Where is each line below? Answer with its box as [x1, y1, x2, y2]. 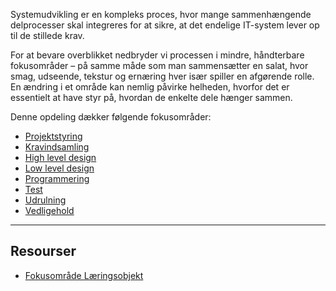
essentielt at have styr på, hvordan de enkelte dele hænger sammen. [10, 92, 293, 103]
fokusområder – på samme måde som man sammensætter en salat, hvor [10, 60, 309, 71]
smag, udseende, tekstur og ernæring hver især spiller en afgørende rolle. [10, 70, 315, 82]
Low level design [24, 162, 95, 174]
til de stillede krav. [10, 30, 85, 41]
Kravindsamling [24, 141, 90, 153]
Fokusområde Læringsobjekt [24, 269, 144, 281]
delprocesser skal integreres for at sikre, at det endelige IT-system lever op [10, 19, 320, 31]
